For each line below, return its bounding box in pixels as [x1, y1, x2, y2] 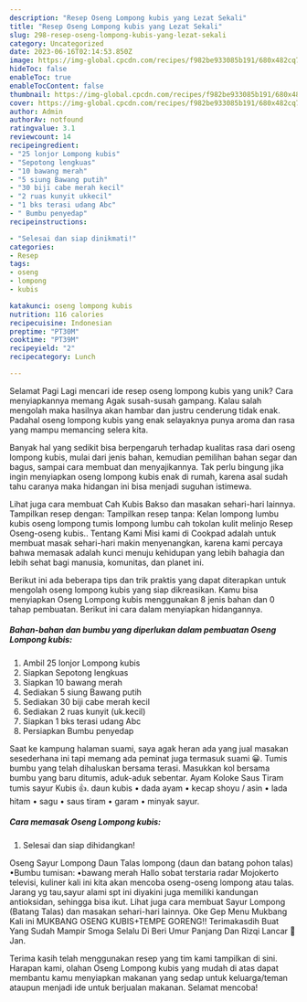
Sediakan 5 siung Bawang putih [22, 687, 142, 698]
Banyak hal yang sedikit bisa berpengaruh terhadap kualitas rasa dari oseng [9, 442, 295, 453]
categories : [9, 242, 55, 251]
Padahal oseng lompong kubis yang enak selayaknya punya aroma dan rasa [9, 414, 295, 425]
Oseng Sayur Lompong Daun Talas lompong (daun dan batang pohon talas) [9, 857, 294, 869]
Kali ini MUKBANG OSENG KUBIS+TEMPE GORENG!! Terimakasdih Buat [9, 915, 280, 926]
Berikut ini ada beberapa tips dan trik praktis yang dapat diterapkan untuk [9, 574, 287, 585]
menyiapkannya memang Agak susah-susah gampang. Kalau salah [9, 395, 262, 406]
